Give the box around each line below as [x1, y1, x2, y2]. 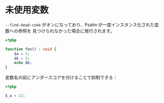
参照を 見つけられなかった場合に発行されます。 [18, 28, 115, 34]
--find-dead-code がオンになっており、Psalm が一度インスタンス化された [5, 22, 155, 28]
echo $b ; [14, 60, 32, 66]
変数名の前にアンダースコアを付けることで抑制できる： [5, 74, 118, 80]
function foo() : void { [5, 46, 56, 52]
